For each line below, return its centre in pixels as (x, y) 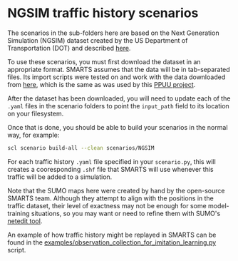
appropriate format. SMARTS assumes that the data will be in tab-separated (119, 69)
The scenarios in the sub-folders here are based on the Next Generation (113, 33)
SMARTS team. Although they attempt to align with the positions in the (110, 198)
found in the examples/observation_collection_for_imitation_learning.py (112, 242)
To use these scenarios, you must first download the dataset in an (104, 61)
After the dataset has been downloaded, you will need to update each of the (119, 98)
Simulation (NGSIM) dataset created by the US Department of (98, 40)
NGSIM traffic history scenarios (103, 13)
